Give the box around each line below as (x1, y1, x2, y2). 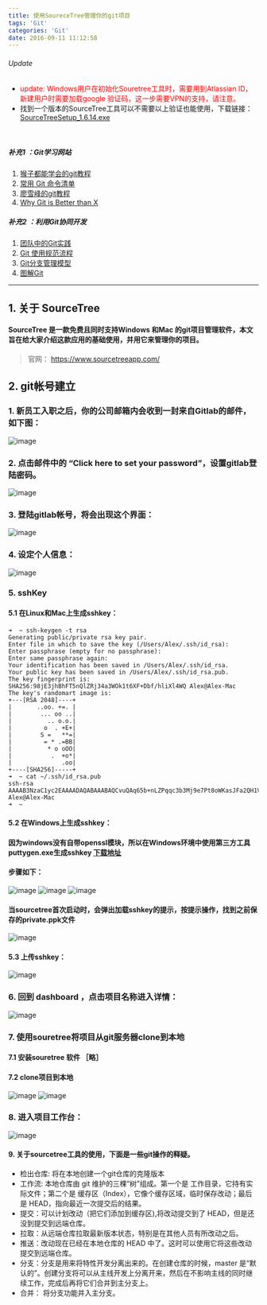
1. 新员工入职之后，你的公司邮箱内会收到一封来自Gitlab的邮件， (8, 406, 252, 417)
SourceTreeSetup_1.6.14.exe (19, 113, 110, 122)
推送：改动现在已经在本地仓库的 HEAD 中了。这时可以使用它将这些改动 (19, 1238, 253, 1248)
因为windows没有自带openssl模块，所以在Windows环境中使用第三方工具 (8, 837, 251, 847)
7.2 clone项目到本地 (8, 1072, 74, 1082)
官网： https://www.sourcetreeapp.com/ (27, 354, 161, 363)
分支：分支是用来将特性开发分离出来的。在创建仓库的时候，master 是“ (19, 1258, 250, 1268)
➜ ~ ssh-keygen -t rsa (8, 626, 87, 635)
